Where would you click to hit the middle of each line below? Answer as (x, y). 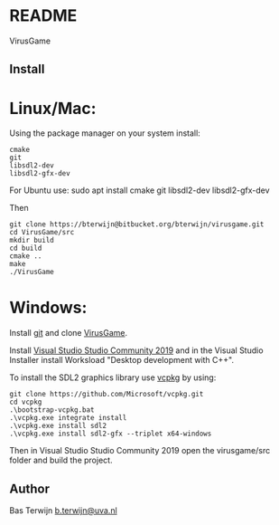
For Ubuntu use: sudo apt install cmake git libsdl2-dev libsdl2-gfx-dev (139, 190)
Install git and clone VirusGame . (69, 333)
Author (29, 488)
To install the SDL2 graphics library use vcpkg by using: (113, 377)
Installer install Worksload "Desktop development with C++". (122, 360)
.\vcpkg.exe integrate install (68, 418)
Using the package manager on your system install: (105, 133)
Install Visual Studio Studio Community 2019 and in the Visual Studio (136, 350)
